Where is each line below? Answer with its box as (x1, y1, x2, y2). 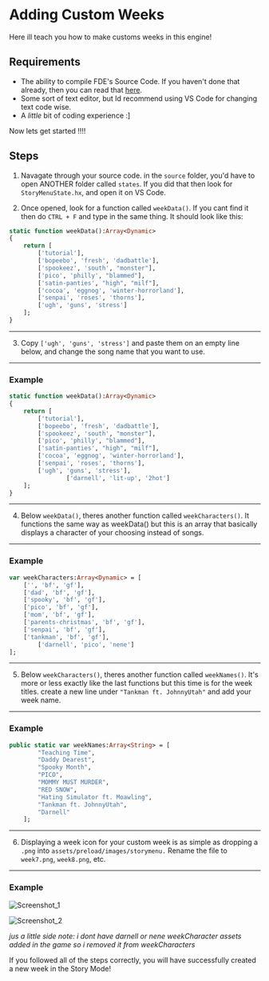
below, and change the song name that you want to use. (20, 346, 206, 356)
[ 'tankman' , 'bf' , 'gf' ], (23, 633, 110, 641)
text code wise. (20, 102, 72, 111)
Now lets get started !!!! (9, 126, 86, 135)
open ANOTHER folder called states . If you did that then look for (20, 178, 233, 189)
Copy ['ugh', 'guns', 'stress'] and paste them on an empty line (20, 338, 240, 347)
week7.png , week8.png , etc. (20, 855, 106, 864)
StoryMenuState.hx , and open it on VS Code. (20, 187, 166, 197)
